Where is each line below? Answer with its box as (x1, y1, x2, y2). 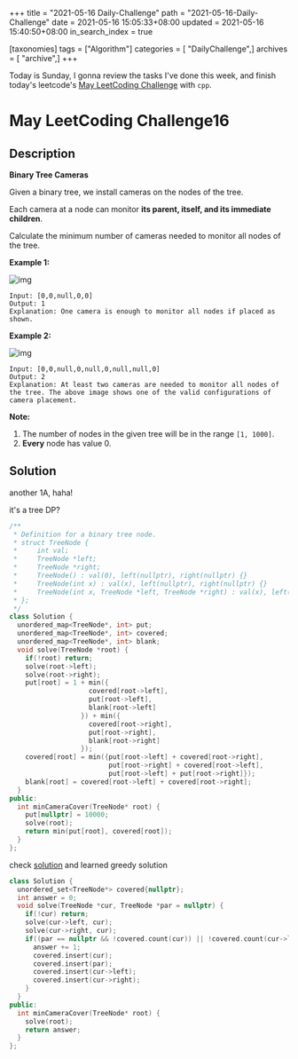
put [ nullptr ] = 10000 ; (25, 810, 109, 819)
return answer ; (25, 1025, 82, 1034)
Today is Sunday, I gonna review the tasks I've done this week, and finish (9, 70, 277, 81)
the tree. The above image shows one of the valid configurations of (9, 388, 272, 397)
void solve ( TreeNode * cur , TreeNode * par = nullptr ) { (17, 901, 224, 911)
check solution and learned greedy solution (9, 859, 169, 870)
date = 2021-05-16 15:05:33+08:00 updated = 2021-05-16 (51, 17, 264, 28)
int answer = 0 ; (17, 893, 77, 902)
